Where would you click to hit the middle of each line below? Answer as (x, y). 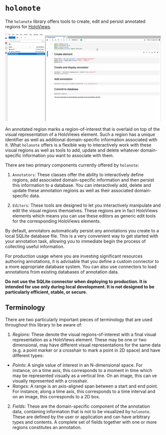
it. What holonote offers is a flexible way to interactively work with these (78, 145)
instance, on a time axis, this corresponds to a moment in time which (82, 370)
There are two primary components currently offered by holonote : (72, 165)
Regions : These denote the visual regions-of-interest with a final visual (84, 334)
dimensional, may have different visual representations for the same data (86, 345)
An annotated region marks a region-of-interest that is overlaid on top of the (83, 129)
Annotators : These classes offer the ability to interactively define (78, 174)
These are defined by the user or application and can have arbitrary (81, 417)
